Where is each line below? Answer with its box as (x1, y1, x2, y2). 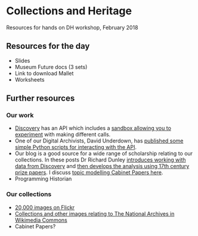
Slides (14, 57, 30, 64)
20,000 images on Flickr (14, 204, 75, 211)
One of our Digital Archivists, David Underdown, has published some (14, 137, 184, 144)
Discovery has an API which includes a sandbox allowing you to (14, 125, 172, 132)
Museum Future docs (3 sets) (14, 63, 88, 70)
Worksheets (14, 76, 45, 83)
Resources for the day (6, 41, 90, 51)
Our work (6, 111, 34, 120)
